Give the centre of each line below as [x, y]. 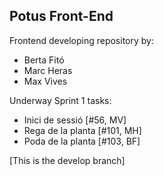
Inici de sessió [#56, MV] [75, 120]
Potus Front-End [61, 16]
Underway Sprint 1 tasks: [60, 100]
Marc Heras [48, 70]
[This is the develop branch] [67, 160]
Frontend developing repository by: [81, 40]
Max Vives [45, 81]
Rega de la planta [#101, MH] [82, 130]
